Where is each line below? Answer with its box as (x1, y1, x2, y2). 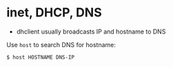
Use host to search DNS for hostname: (6, 40, 116, 49)
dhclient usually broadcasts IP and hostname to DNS (16, 27, 166, 36)
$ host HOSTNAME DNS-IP (6, 53, 75, 61)
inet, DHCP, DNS (6, 5, 102, 21)
